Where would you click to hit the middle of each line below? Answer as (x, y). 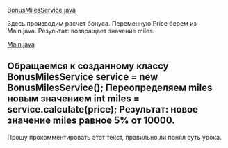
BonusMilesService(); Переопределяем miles (110, 88)
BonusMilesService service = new (83, 77)
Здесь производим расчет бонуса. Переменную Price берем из (102, 23)
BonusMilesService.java (42, 10)
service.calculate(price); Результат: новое (103, 109)
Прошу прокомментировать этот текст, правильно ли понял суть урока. (114, 137)
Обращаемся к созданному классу (88, 66)
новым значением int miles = (74, 99)
